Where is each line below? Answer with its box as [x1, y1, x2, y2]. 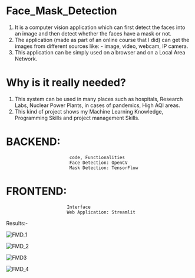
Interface [67, 204, 91, 210]
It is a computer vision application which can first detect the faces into [14, 24, 186, 31]
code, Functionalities [69, 154, 125, 160]
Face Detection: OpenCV [69, 160, 128, 166]
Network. [14, 55, 38, 62]
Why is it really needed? [6, 76, 127, 89]
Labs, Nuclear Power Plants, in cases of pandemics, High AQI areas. [14, 102, 181, 109]
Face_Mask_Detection [6, 4, 117, 18]
